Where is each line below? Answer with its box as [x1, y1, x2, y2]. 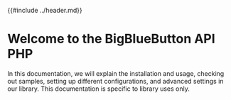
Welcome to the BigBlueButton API [7, 31, 215, 47]
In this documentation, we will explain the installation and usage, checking [7, 69, 225, 77]
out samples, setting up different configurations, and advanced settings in [7, 77, 224, 85]
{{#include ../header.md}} [7, 6, 83, 14]
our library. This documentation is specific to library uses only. [7, 84, 190, 93]
